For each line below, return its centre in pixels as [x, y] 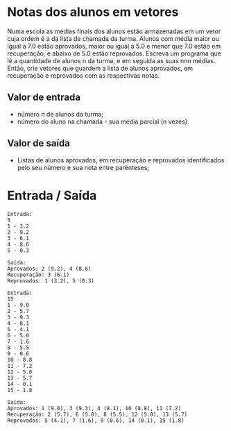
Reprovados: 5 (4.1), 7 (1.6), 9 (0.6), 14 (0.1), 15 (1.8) [96, 421]
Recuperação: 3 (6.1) [38, 275]
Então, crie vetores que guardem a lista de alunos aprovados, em [100, 68]
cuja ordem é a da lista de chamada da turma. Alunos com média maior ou [113, 38]
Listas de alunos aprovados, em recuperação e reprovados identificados [121, 160]
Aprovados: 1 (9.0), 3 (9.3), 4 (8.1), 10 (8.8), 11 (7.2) [94, 408]
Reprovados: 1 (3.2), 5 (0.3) [51, 281]
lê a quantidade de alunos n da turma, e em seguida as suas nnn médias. [111, 60]
